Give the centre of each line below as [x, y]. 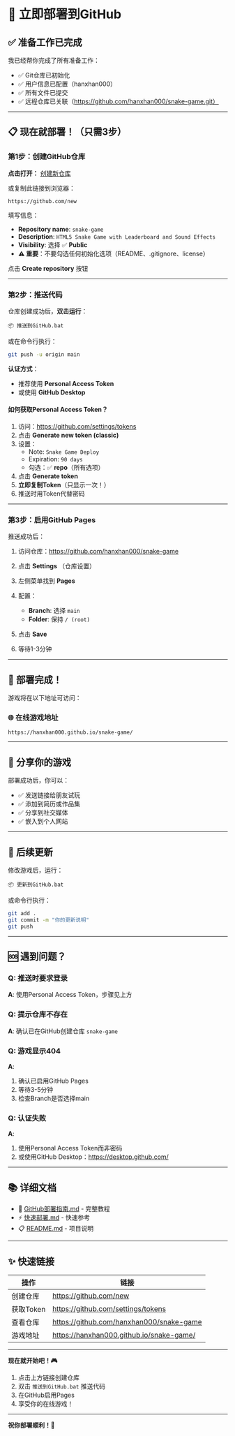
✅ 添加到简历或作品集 [49, 804]
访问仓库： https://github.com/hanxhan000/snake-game [98, 552]
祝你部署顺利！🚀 [31, 1425]
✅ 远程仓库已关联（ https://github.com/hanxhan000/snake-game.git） [118, 101]
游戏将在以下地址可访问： [45, 698]
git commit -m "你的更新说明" [48, 920]
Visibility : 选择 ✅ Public [53, 244]
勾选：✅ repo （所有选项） [66, 468]
